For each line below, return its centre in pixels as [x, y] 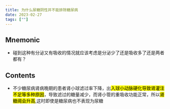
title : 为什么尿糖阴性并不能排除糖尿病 [42, 10]
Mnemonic [23, 40]
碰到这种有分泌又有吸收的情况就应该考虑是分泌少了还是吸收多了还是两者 [88, 53]
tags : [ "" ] [17, 19]
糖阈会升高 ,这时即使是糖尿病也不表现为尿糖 [58, 101]
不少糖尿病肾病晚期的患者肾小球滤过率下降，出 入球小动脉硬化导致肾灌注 [88, 88]
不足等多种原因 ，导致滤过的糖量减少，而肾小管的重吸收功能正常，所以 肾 [88, 95]
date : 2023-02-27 [24, 15]
